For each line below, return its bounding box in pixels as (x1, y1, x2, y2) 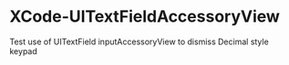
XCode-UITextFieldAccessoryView (9, 6, 281, 27)
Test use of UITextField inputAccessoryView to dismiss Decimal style (9, 36, 269, 47)
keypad (9, 45, 38, 56)
